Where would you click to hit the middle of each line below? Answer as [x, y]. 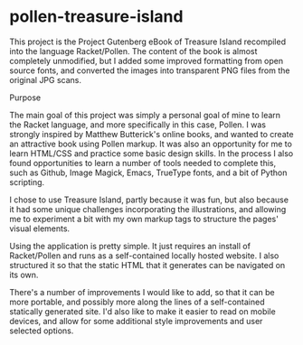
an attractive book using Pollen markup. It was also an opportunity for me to [151, 144]
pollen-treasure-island [96, 17]
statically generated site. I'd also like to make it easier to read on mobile [142, 311]
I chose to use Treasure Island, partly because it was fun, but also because [149, 200]
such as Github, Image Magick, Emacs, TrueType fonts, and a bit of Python [148, 172]
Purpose [25, 98]
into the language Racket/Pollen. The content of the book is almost [133, 51]
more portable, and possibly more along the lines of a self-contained [137, 302]
